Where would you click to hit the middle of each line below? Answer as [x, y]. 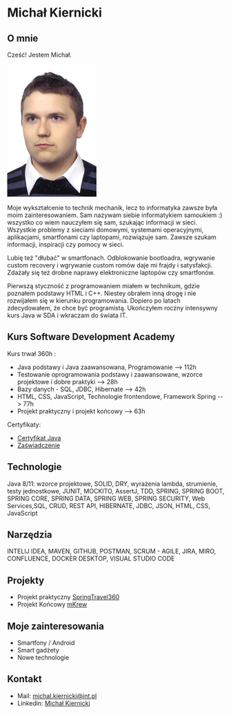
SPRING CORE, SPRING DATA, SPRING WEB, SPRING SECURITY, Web [106, 498]
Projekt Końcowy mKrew [52, 604]
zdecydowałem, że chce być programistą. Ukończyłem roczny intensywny [113, 308]
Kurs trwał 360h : [32, 353]
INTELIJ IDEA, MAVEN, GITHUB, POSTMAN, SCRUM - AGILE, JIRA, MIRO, [112, 552]
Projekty [26, 580]
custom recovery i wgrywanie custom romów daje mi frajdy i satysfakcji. [110, 265]
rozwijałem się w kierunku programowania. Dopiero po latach [94, 301]
